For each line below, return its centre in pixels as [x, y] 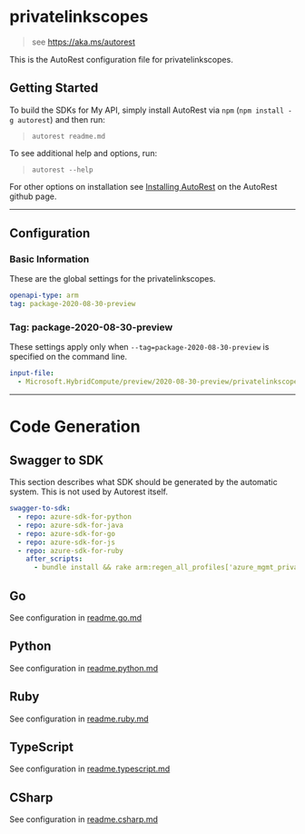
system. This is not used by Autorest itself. [89, 491]
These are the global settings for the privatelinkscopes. [113, 279]
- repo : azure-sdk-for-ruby [71, 551]
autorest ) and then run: [62, 119]
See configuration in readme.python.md [84, 668]
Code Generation [75, 427]
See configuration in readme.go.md [76, 618]
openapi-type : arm [44, 296]
